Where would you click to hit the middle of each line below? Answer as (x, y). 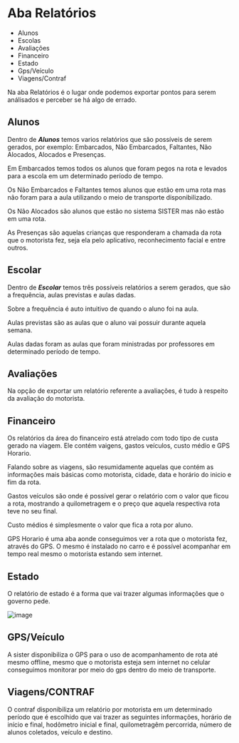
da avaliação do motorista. (46, 399)
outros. (18, 247)
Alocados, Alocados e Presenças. (57, 154)
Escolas (29, 40)
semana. (20, 330)
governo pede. (29, 601)
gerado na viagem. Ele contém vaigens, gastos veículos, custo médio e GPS (118, 446)
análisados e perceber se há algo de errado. (72, 99)
